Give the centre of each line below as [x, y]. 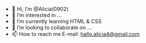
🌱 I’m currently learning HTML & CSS [56, 21]
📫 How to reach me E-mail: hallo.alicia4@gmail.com [76, 34]
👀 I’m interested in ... [37, 15]
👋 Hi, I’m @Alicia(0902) [40, 9]
